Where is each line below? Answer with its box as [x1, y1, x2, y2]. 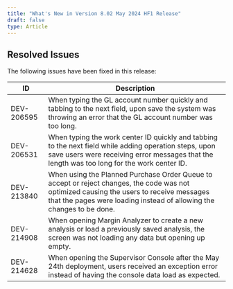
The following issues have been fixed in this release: [7, 67, 157, 76]
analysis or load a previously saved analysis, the [48, 225, 205, 234]
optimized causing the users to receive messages [48, 187, 210, 197]
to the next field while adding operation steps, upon [48, 141, 216, 151]
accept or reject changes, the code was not [48, 178, 190, 188]
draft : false [7, 17, 45, 24]
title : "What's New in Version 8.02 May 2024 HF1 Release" [7, 10, 182, 17]
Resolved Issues [7, 49, 80, 60]
